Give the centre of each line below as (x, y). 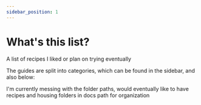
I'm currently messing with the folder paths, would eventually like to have (98, 89)
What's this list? (48, 42)
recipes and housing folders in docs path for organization (78, 95)
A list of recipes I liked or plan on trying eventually (69, 59)
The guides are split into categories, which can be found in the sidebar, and (101, 70)
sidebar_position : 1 (32, 12)
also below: (21, 77)
